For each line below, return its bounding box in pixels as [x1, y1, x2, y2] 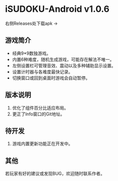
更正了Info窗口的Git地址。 [12, 111, 65, 117]
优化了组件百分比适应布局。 [12, 105, 69, 110]
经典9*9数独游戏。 [12, 50, 51, 56]
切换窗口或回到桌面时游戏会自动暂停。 [12, 75, 90, 81]
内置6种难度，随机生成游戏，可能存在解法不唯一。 [12, 56, 115, 62]
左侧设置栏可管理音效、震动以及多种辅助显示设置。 [12, 63, 116, 69]
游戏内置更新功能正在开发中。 [12, 141, 73, 146]
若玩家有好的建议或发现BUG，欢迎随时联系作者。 [5, 171, 105, 177]
